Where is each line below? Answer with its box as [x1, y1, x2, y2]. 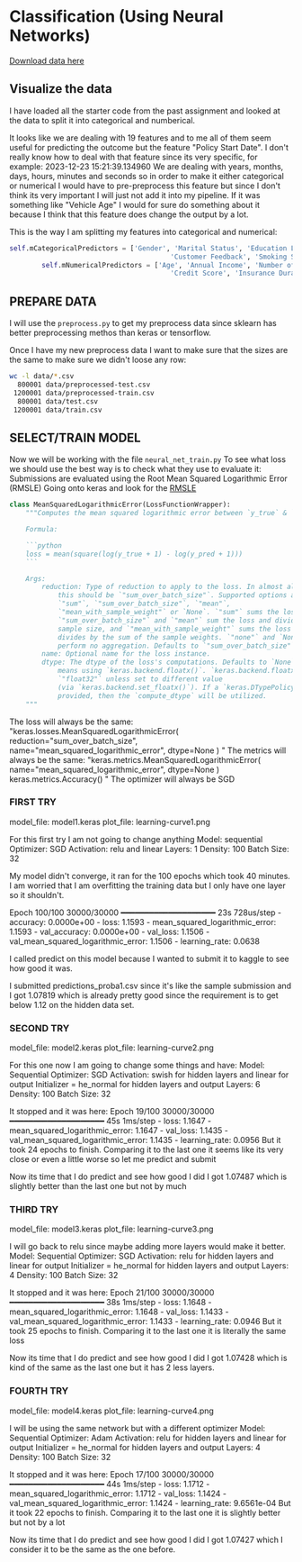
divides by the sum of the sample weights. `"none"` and [57, 632, 276, 641]
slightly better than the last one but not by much [9, 1181, 187, 1192]
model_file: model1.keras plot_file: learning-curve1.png [9, 816, 211, 827]
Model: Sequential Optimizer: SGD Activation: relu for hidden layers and [9, 1250, 274, 1262]
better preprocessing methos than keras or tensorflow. [9, 327, 211, 339]
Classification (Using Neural [9, 6, 224, 27]
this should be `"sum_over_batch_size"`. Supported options [57, 591, 288, 600]
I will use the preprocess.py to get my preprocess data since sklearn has [9, 318, 277, 329]
